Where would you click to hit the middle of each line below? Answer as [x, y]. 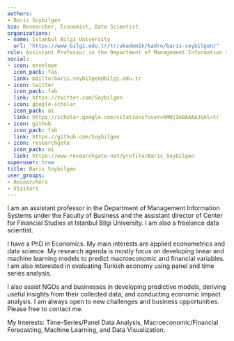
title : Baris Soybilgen [42, 169]
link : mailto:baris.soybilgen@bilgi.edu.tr [77, 78]
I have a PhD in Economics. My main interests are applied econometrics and [116, 244]
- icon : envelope [32, 65]
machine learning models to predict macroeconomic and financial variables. [116, 259]
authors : [20, 14]
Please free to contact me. [45, 309]
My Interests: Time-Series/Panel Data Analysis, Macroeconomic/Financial [113, 323]
